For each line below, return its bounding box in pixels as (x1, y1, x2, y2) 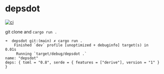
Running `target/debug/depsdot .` (16, 51, 87, 56)
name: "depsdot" (5, 55, 38, 61)
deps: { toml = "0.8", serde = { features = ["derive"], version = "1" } (5, 60, 160, 65)
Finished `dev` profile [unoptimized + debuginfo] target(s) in (14, 42, 149, 47)
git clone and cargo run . (5, 29, 58, 35)
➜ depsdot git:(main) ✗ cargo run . (5, 38, 83, 43)
